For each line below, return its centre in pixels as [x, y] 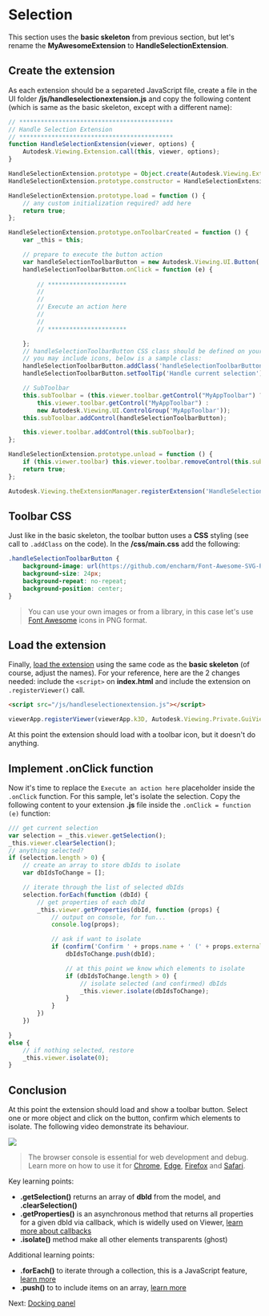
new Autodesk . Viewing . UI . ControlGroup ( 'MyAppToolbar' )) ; [134, 410]
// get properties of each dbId [91, 902]
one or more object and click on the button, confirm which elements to [124, 1118]
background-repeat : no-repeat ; [75, 581]
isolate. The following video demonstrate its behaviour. [98, 1127]
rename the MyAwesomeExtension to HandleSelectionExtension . [118, 45]
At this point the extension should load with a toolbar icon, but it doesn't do [132, 735]
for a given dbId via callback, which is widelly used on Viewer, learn [131, 1223]
